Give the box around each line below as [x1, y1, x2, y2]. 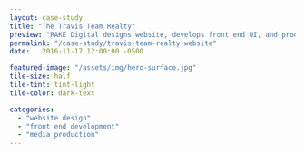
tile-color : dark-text [9, 88, 95, 98]
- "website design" [17, 113, 92, 122]
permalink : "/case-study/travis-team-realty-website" [9, 38, 218, 48]
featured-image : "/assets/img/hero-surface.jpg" [9, 63, 197, 72]
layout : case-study [9, 13, 84, 23]
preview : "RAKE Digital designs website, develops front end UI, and [9, 30, 279, 39]
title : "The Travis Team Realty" [9, 22, 136, 31]
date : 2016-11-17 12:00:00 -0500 [9, 47, 144, 56]
